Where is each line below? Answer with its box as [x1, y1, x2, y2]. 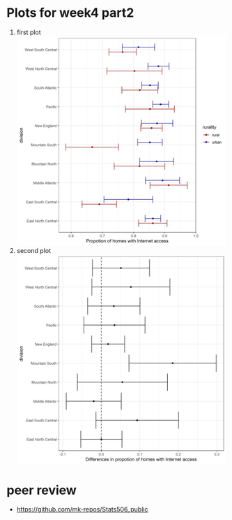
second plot [16, 247, 52, 255]
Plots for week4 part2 [6, 5, 134, 21]
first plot [16, 28, 41, 36]
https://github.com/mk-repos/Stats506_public [16, 505, 148, 514]
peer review [6, 482, 77, 498]
